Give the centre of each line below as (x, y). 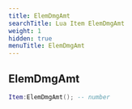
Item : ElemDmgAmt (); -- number (60, 97)
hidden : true (30, 38)
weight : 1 (25, 31)
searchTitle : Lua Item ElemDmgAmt (67, 23)
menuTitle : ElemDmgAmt (47, 46)
